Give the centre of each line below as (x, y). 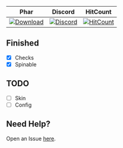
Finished (23, 43)
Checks (24, 58)
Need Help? (28, 124)
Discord (63, 12)
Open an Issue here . (31, 138)
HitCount (99, 12)
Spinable (26, 64)
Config (23, 105)
